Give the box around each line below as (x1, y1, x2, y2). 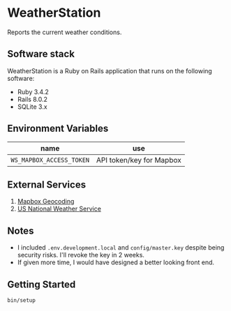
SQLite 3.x (17, 103, 47, 111)
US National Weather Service (17, 204, 101, 213)
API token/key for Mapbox (96, 155, 181, 165)
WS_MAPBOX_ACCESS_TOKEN (10, 155, 90, 164)
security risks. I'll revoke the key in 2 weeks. (17, 251, 145, 259)
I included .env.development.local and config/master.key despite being (17, 243, 225, 252)
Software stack (7, 48, 75, 60)
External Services (7, 179, 86, 190)
